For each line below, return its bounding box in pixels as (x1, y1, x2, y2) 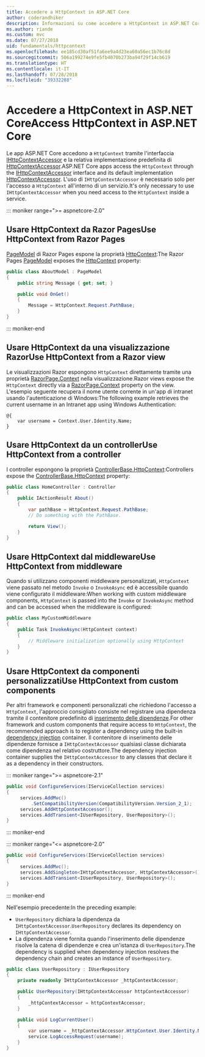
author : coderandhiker (6, 15, 64, 21)
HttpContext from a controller (6, 450, 121, 460)
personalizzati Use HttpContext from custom (6, 676, 179, 686)
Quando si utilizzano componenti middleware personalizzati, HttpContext (6, 577, 190, 585)
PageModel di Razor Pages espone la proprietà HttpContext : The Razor (6, 250, 184, 257)
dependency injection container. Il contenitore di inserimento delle (6, 734, 173, 741)
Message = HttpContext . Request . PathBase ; (28, 302, 135, 309)
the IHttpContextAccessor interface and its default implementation (6, 169, 174, 177)
